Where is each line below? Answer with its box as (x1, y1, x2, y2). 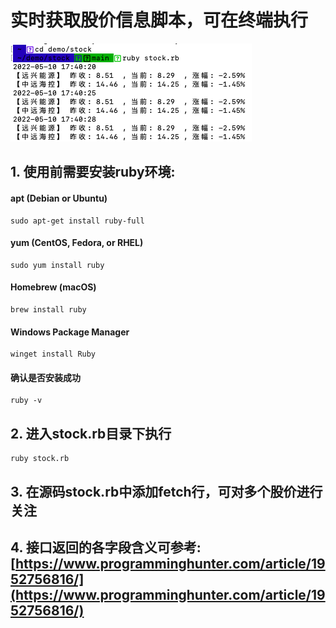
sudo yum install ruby (10, 260, 105, 270)
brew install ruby (10, 304, 87, 315)
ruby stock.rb (10, 454, 70, 464)
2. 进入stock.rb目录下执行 (10, 425, 172, 442)
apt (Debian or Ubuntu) (10, 192, 108, 204)
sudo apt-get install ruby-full (10, 216, 145, 226)
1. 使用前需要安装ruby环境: (10, 164, 176, 181)
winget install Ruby (10, 349, 97, 360)
